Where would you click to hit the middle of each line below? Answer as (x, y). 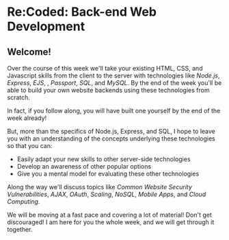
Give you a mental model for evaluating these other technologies (108, 173)
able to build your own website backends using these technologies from (108, 90)
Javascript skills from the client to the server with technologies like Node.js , (113, 75)
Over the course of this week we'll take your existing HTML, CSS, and (105, 68)
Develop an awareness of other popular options (84, 166)
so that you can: (30, 146)
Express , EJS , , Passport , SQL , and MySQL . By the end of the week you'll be (114, 83)
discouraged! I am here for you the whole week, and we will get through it (111, 222)
